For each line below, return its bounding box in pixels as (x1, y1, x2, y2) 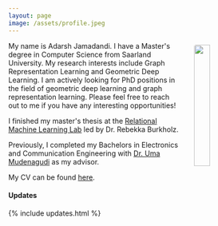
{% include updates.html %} (8, 208, 101, 218)
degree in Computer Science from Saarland (8, 50, 152, 59)
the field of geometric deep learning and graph (8, 83, 163, 93)
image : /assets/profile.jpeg (8, 19, 105, 27)
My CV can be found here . (8, 172, 96, 182)
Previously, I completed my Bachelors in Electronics (8, 140, 178, 149)
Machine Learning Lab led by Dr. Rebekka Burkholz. (8, 125, 179, 134)
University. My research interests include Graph (8, 57, 165, 68)
